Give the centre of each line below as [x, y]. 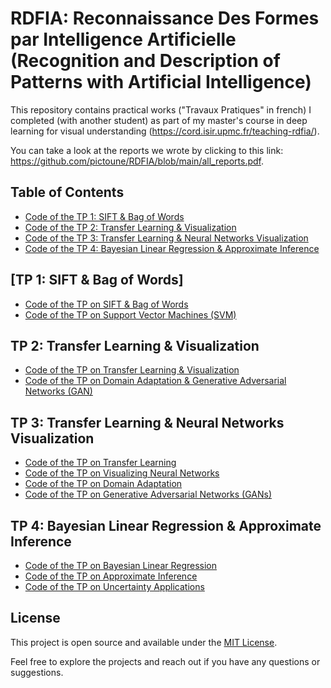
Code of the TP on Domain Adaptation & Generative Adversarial [155, 381]
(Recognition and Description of [145, 61]
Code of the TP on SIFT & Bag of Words [106, 304]
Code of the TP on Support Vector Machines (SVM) [130, 314]
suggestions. [37, 672]
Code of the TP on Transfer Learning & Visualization [132, 370]
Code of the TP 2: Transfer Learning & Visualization [130, 227]
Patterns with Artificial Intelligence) [161, 82]
